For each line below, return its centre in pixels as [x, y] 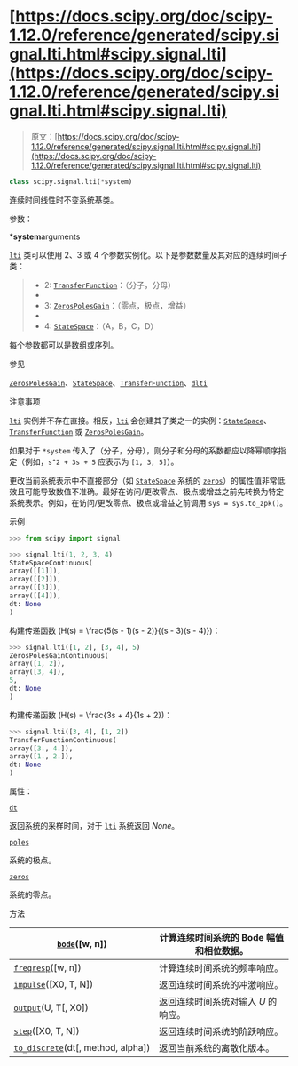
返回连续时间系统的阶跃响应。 [221, 1031]
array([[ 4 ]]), [35, 596]
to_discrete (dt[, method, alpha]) [82, 1048]
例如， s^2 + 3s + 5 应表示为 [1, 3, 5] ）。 [102, 461]
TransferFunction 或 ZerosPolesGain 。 [79, 431]
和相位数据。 [222, 951]
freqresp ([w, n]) [47, 968]
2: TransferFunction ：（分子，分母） [110, 285]
